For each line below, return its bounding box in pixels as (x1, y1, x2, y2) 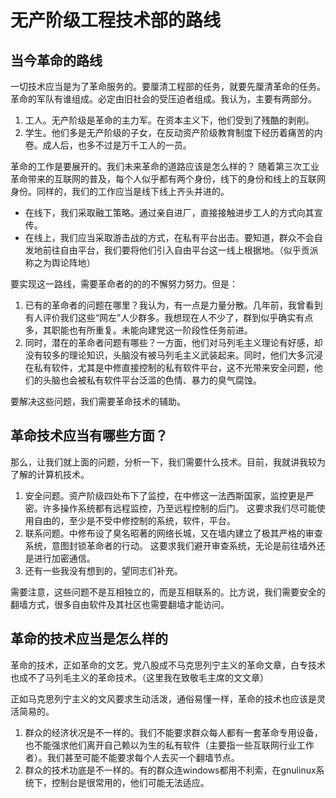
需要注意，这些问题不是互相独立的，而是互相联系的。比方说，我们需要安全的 (10, 586, 326, 598)
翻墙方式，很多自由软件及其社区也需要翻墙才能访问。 (10, 598, 230, 610)
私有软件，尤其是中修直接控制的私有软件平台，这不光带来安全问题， (33, 362, 315, 373)
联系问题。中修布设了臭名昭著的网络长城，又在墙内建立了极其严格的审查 (24, 527, 323, 539)
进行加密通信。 (33, 552, 96, 564)
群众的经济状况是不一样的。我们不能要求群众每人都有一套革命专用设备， (24, 726, 323, 738)
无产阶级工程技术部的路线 (10, 9, 222, 32)
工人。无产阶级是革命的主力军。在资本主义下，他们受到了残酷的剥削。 (24, 114, 315, 126)
